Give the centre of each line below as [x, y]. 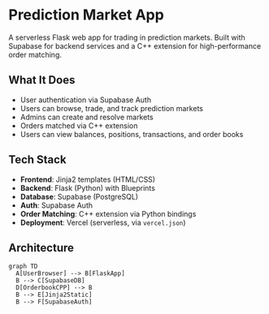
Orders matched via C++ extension [79, 125]
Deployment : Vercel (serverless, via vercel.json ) [103, 222]
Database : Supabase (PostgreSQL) [79, 196]
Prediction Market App [86, 15]
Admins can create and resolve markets [87, 117]
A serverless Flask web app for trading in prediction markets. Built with [127, 37]
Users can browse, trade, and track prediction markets [111, 108]
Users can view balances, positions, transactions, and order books [132, 134]
